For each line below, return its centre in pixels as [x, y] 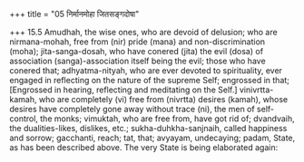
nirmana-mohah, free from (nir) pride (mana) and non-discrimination [137, 42]
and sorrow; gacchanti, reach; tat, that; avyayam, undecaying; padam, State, [152, 138]
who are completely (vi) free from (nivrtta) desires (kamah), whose [163, 99]
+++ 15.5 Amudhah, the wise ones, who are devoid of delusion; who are [144, 32]
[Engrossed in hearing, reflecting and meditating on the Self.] [123, 90]
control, [24, 119]
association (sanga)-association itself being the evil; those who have [137, 61]
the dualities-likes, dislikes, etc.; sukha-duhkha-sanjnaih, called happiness [148, 128]
